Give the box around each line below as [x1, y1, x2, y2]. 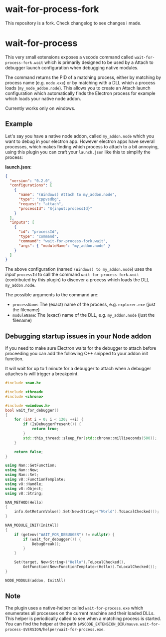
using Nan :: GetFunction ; [5, 463, 57, 468]
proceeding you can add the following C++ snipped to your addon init [5, 351, 149, 357]
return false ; [14, 449, 43, 454]
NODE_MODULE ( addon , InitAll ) [5, 578, 66, 583]
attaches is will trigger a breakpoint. [5, 371, 79, 377]
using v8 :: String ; [5, 491, 43, 496]
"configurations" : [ [9, 183, 52, 188]
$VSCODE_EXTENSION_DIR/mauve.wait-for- [77, 622, 161, 627]
